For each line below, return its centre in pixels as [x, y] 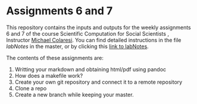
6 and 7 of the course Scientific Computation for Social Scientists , [88, 33]
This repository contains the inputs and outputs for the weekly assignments [99, 27]
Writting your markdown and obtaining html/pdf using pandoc [90, 69]
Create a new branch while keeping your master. [74, 94]
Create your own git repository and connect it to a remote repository [98, 82]
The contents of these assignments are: [55, 58]
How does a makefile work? [49, 75]
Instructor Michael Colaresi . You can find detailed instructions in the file [94, 40]
